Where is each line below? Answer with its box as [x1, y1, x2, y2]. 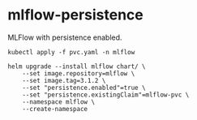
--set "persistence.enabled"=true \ [22, 84, 147, 92]
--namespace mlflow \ [22, 97, 95, 106]
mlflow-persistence [7, 6, 143, 24]
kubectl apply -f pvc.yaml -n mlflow [7, 48, 135, 56]
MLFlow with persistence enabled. [7, 32, 122, 42]
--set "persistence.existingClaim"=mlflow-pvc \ [22, 91, 190, 99]
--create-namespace [22, 105, 88, 113]
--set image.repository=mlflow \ [22, 69, 135, 78]
